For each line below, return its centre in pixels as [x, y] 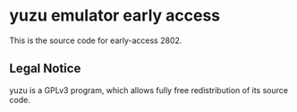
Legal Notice [45, 69]
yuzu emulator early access [115, 16]
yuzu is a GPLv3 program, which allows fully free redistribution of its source [149, 90]
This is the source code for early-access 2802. [96, 40]
